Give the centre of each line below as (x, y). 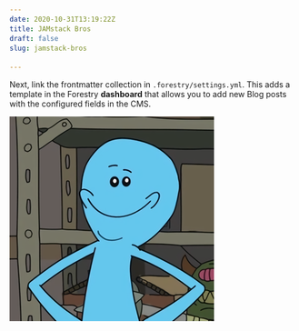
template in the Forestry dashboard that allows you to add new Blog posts (148, 95)
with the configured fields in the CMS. (80, 104)
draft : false (34, 38)
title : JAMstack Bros (50, 29)
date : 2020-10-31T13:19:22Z (63, 19)
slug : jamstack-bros (49, 48)
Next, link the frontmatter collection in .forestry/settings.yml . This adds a (150, 85)
